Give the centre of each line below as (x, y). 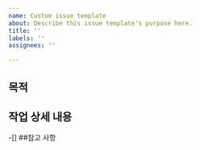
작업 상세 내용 (40, 117)
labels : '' (27, 38)
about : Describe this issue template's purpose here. (101, 23)
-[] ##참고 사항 (32, 138)
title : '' (25, 30)
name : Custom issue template (57, 16)
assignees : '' (32, 46)
